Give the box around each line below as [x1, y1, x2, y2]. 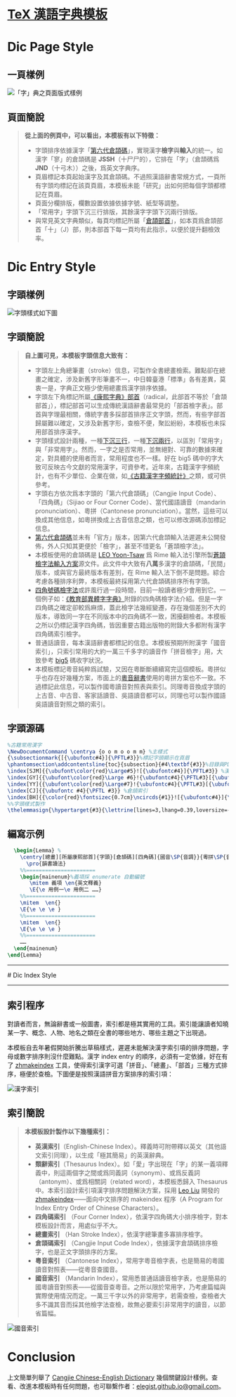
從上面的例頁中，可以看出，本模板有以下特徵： [24, 131, 160, 139]
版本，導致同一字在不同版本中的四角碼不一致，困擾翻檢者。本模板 [34, 612, 226, 620]
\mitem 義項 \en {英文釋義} [29, 880, 102, 887]
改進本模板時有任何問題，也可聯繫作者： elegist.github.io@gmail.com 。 [19, 1382, 225, 1390]
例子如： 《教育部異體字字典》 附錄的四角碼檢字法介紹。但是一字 [41, 594, 223, 603]
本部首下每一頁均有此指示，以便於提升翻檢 [91, 226, 214, 233]
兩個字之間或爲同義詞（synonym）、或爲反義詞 [65, 1168, 200, 1177]
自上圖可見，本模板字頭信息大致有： [24, 351, 130, 359]
